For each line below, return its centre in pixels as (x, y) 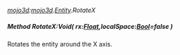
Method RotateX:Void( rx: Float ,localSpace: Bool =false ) (90, 26)
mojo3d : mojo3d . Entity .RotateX (52, 10)
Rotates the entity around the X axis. (60, 44)
